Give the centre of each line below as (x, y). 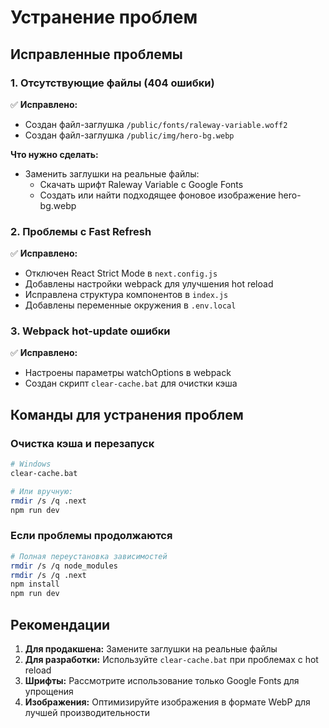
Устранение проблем (104, 17)
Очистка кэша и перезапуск (82, 443)
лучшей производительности (87, 713)
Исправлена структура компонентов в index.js (126, 295)
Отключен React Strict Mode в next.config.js (121, 273)
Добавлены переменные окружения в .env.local (130, 305)
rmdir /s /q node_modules (64, 566)
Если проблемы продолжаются (91, 536)
